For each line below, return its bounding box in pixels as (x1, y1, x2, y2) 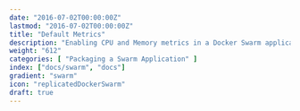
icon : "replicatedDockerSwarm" (9, 80, 126, 89)
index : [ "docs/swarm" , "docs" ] (9, 64, 126, 73)
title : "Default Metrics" (9, 30, 105, 38)
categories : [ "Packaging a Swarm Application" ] (9, 55, 198, 64)
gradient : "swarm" (9, 72, 78, 81)
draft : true (9, 88, 54, 97)
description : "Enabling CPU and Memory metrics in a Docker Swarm (9, 38, 262, 47)
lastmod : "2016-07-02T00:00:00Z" (9, 21, 134, 30)
